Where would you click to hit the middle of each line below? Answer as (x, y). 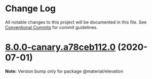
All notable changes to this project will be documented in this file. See (76, 22)
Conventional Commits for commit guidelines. (51, 27)
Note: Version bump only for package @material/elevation (64, 71)
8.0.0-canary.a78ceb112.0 (60, 47)
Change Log (30, 9)
